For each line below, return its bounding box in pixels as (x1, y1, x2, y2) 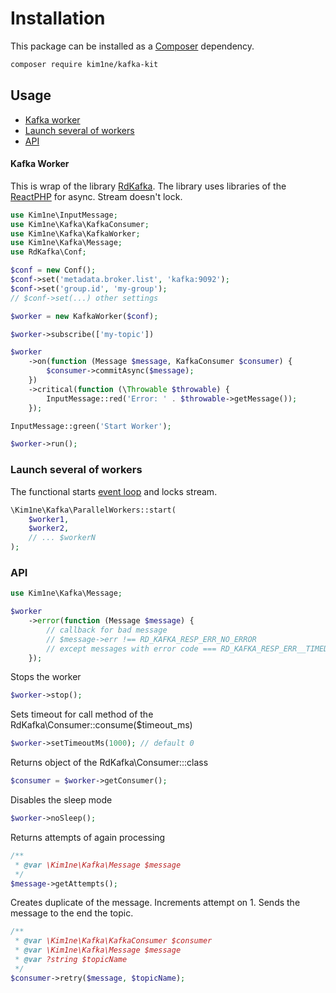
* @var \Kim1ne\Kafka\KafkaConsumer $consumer (14, 936, 213, 946)
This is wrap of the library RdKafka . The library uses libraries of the (10, 180, 287, 192)
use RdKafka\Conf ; (10, 247, 87, 257)
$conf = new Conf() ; (10, 265, 97, 276)
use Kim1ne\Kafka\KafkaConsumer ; (10, 219, 150, 229)
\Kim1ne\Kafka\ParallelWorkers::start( (10, 505, 177, 515)
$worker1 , (28, 514, 70, 524)
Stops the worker (10, 671, 82, 683)
